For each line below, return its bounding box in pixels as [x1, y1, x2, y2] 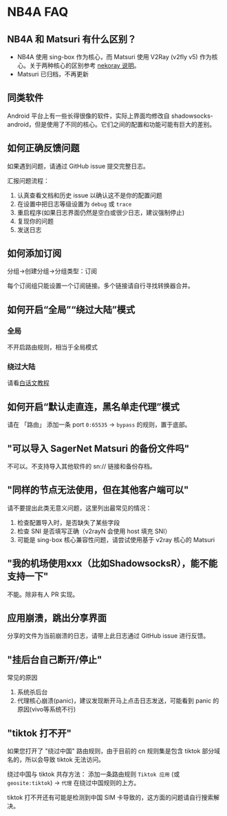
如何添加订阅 [7, 248, 62, 259]
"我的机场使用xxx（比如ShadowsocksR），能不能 [7, 558, 218, 570]
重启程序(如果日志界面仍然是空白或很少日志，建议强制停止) [17, 208, 185, 217]
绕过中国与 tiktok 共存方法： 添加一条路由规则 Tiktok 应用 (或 [7, 770, 180, 778]
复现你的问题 [17, 217, 54, 225]
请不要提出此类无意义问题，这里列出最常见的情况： [7, 504, 152, 512]
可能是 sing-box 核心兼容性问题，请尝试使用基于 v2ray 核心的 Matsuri [17, 535, 215, 544]
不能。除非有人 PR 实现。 [7, 590, 79, 599]
